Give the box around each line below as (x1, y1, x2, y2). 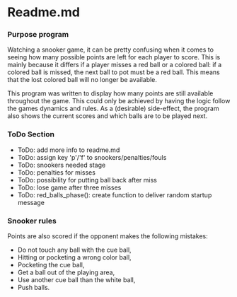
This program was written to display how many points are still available (7, 89, 214, 98)
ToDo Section (7, 129, 55, 139)
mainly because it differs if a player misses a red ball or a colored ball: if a (7, 61, 222, 69)
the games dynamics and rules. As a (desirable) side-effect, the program (7, 104, 219, 113)
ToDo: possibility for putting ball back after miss (17, 175, 158, 184)
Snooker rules (7, 216, 57, 226)
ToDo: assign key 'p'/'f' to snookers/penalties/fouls (17, 153, 167, 161)
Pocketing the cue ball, (17, 261, 85, 269)
